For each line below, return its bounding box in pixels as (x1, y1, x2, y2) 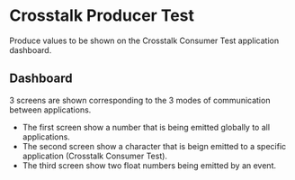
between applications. (9, 104, 92, 115)
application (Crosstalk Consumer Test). (22, 150, 168, 161)
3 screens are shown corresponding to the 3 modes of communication (9, 94, 271, 105)
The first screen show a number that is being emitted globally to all (22, 121, 271, 132)
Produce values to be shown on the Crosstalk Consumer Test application (9, 35, 280, 46)
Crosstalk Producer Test (9, 5, 195, 26)
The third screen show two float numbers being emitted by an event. (22, 159, 277, 171)
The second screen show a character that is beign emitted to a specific (22, 140, 287, 151)
